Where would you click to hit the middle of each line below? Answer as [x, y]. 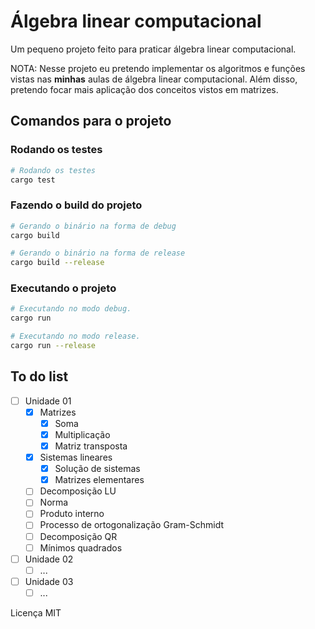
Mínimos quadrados [81, 547]
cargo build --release [57, 263]
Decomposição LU [78, 491]
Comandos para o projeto [91, 121]
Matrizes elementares [99, 480]
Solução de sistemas [97, 469]
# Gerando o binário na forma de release [98, 253]
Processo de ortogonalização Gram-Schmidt [131, 525]
